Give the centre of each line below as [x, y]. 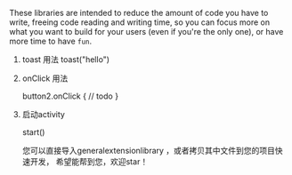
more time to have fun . [51, 41]
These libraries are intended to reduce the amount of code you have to [139, 13]
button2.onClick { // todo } [70, 96]
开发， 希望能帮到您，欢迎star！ [89, 162]
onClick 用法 [45, 78]
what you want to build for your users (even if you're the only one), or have [146, 32]
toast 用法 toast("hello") [65, 60]
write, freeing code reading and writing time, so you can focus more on [139, 22]
